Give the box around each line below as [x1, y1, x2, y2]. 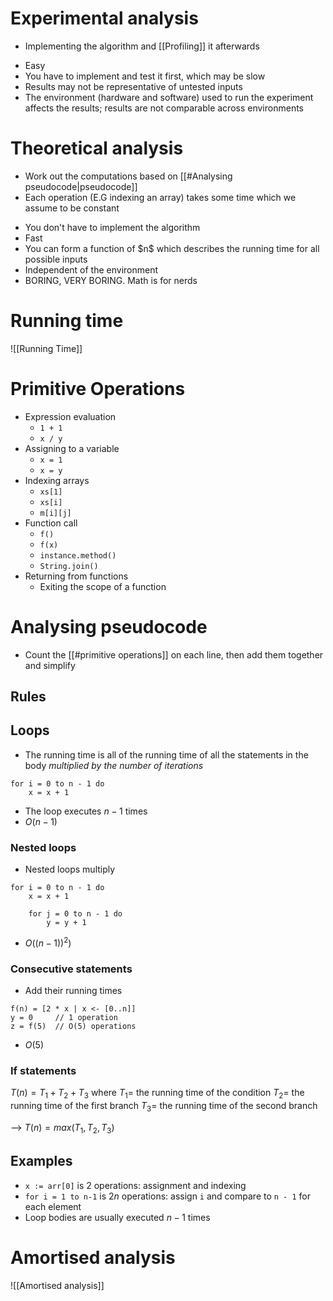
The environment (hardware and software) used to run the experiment [24, 91, 314, 103]
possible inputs [24, 253, 88, 265]
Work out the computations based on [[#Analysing [24, 170, 233, 182]
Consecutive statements [10, 962, 133, 976]
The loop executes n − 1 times [24, 805, 148, 817]
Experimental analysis [10, 7, 199, 30]
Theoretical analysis [10, 137, 184, 160]
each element [24, 1200, 82, 1212]
